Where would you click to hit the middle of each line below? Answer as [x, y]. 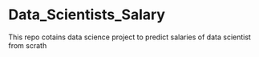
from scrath [28, 45]
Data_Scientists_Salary [87, 15]
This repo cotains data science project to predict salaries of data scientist [129, 37]
